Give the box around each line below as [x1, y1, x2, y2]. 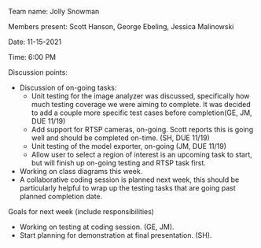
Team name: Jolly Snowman [8, 7, 100, 16]
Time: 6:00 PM [8, 53, 57, 61]
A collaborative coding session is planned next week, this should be [19, 175, 240, 184]
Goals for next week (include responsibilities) [8, 207, 155, 216]
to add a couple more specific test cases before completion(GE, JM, [31, 108, 253, 117]
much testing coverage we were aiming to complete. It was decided [31, 100, 252, 109]
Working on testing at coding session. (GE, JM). [19, 222, 175, 231]
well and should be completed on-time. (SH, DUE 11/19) [31, 133, 210, 143]
